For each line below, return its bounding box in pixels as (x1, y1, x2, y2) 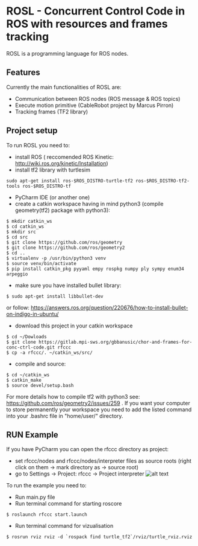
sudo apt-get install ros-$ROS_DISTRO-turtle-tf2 (6, 178, 134, 184)
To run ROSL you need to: (6, 141, 70, 149)
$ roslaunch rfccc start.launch (6, 512, 87, 518)
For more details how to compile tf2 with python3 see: (6, 393, 140, 400)
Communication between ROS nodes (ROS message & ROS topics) (14, 95, 181, 102)
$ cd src (6, 234, 28, 240)
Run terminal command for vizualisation (14, 522, 114, 530)
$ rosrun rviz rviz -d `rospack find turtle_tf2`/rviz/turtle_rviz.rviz (6, 534, 193, 540)
